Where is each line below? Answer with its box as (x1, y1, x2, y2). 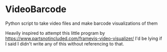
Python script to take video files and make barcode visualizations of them (5, 20, 158, 26)
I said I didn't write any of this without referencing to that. (5, 40, 125, 46)
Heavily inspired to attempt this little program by (5, 30, 105, 36)
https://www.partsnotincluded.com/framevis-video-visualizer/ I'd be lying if (5, 35, 162, 41)
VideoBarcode (5, 4, 67, 15)
